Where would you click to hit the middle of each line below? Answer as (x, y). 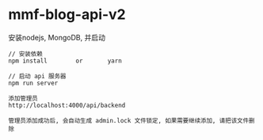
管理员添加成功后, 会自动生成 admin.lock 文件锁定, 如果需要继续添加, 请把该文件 (129, 120)
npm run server (33, 83)
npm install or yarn (65, 61)
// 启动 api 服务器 (37, 76)
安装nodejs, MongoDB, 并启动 (57, 37)
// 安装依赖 (26, 54)
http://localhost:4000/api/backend (67, 105)
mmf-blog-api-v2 (67, 15)
